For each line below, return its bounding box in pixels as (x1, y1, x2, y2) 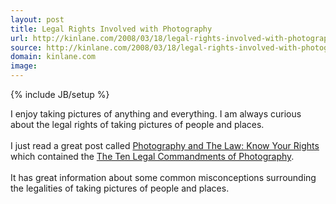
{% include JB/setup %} (10, 89, 110, 100)
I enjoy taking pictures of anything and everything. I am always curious (10, 108, 302, 120)
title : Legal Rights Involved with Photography (10, 24, 213, 34)
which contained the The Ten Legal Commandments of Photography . (10, 151, 295, 162)
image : (10, 61, 38, 71)
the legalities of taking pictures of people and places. (10, 182, 230, 194)
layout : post (10, 14, 65, 25)
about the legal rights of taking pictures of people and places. (10, 119, 265, 130)
